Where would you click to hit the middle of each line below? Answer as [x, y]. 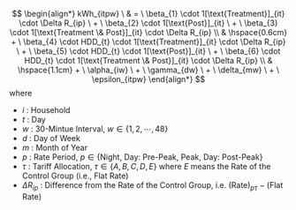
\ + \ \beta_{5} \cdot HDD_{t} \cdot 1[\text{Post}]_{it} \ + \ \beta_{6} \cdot [148, 51]
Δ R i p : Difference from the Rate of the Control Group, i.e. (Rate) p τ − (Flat [152, 186]
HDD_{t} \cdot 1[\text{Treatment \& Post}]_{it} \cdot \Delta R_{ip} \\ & [148, 60]
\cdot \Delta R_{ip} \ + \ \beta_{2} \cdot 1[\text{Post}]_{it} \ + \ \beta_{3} [148, 23]
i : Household [46, 110]
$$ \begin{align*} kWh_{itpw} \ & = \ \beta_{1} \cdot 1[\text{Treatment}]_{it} [148, 14]
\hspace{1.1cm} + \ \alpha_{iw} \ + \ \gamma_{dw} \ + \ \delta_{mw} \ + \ [148, 70]
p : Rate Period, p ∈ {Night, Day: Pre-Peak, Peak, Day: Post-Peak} [142, 157]
